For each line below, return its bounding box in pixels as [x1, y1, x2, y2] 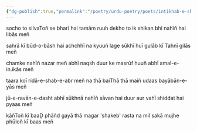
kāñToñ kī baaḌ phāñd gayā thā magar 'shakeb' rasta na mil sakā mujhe [6, 112, 179, 119]
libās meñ [6, 30, 30, 38]
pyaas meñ [6, 100, 33, 108]
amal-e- [159, 59, 179, 66]
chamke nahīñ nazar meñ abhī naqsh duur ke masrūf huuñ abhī [6, 59, 159, 66]
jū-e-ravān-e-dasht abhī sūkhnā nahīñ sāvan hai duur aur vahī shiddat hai [6, 94, 184, 101]
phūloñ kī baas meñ [6, 118, 54, 125]
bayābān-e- [158, 77, 188, 84]
